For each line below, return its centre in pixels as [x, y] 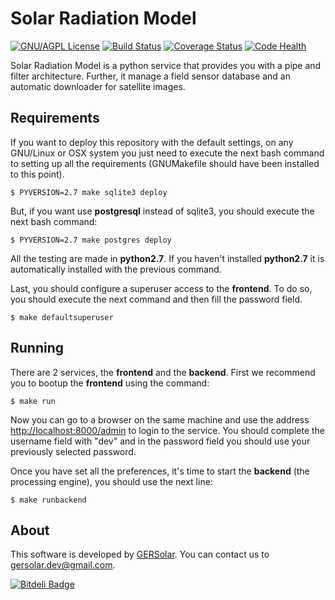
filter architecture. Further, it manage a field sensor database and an [151, 76]
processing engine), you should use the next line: [111, 481]
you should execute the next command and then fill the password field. [156, 299]
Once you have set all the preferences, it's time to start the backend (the [160, 471]
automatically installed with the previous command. [116, 269]
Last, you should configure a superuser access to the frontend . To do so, [161, 288]
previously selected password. [73, 451]
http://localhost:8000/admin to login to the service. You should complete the [168, 430]
